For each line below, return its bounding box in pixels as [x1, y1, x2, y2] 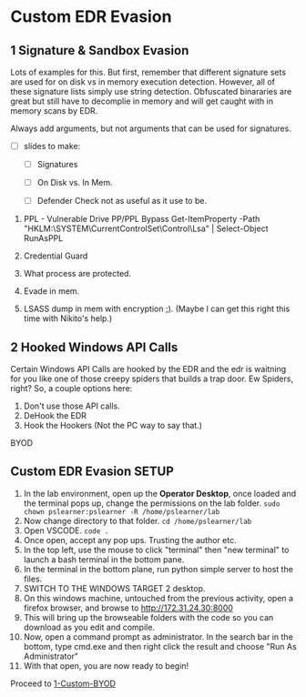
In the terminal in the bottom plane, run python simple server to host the [23, 563, 294, 574]
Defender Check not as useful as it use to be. [36, 196, 208, 207]
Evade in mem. [23, 286, 80, 297]
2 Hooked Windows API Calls [10, 339, 178, 355]
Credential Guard [23, 250, 88, 261]
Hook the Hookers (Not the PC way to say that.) [23, 420, 203, 431]
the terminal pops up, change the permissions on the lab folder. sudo [23, 498, 280, 509]
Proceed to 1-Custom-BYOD [10, 678, 117, 689]
